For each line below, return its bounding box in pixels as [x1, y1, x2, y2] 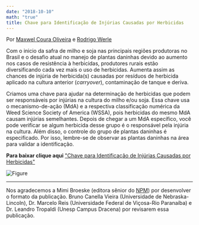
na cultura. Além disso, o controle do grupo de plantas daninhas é [6, 128, 167, 135]
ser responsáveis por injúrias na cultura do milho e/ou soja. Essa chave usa [6, 97, 190, 104]
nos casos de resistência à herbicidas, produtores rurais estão [6, 60, 159, 67]
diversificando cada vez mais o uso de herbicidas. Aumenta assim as [6, 66, 175, 73]
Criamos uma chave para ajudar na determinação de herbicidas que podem [6, 90, 191, 98]
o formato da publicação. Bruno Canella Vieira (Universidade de [6, 193, 162, 200]
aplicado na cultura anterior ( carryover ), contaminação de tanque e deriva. [6, 79, 189, 86]
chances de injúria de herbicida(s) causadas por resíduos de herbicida [6, 72, 179, 80]
